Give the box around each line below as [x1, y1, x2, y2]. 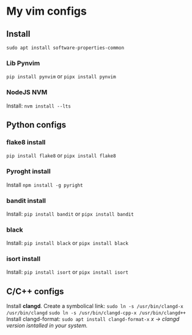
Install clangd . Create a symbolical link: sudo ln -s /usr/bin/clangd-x [6, 303, 183, 310]
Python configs [6, 119, 66, 130]
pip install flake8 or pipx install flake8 [6, 152, 116, 160]
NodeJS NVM [6, 88, 48, 97]
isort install [6, 255, 41, 263]
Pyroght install [6, 167, 51, 175]
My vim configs [6, 4, 87, 18]
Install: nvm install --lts [6, 102, 72, 109]
